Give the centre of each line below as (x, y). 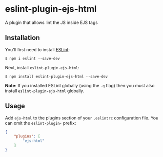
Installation (22, 38)
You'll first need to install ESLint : (37, 49)
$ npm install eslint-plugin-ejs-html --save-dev (57, 77)
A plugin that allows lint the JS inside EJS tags (51, 22)
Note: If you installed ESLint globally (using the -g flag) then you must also (80, 85)
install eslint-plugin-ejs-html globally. (45, 91)
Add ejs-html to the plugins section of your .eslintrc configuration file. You (82, 118)
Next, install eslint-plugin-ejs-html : (42, 67)
